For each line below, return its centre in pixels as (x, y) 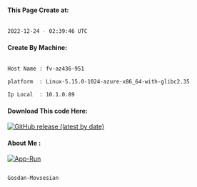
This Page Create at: (38, 10)
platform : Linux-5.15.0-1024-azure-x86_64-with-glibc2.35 (99, 82)
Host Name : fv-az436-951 (46, 69)
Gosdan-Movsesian (33, 178)
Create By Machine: (37, 47)
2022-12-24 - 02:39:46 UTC (47, 31)
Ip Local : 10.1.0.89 (41, 95)
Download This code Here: (47, 111)
